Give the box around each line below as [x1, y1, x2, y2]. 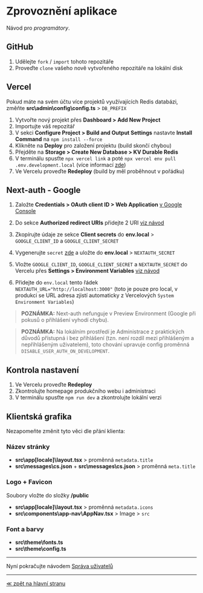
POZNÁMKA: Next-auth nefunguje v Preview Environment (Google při [21, 310, 196, 317]
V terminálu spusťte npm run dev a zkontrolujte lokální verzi [14, 394, 162, 401]
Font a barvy [6, 525, 44, 533]
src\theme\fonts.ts [14, 539, 63, 546]
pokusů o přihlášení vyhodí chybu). [21, 316, 109, 324]
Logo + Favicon [6, 478, 53, 487]
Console [14, 208, 36, 215]
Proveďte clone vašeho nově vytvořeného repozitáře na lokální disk [14, 64, 183, 71]
